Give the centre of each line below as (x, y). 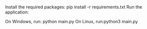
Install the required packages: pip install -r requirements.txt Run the (74, 7)
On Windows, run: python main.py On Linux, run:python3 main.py (72, 22)
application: (17, 12)
